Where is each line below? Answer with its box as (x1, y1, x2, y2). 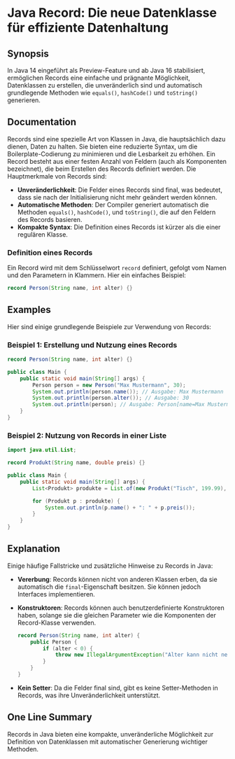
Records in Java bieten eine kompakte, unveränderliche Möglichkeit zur (7, 730, 214, 738)
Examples (7, 304, 51, 316)
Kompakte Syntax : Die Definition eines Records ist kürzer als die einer (17, 223, 221, 231)
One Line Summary (7, 711, 92, 723)
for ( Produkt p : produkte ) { (32, 497, 120, 505)
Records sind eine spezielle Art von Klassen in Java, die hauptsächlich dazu (7, 134, 226, 143)
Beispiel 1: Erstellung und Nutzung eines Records (7, 340, 178, 349)
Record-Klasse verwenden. (17, 618, 97, 627)
